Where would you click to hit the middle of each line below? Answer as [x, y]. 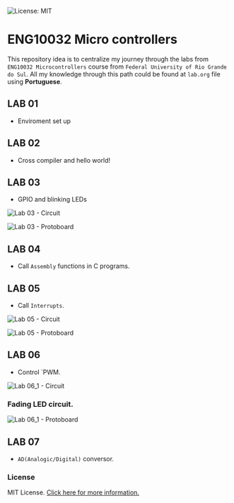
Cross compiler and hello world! [64, 160]
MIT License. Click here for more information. [74, 492]
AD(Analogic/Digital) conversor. [66, 458]
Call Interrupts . [41, 305]
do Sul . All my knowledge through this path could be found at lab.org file [114, 74]
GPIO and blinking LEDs [52, 200]
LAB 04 [24, 249]
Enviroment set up [44, 121]
